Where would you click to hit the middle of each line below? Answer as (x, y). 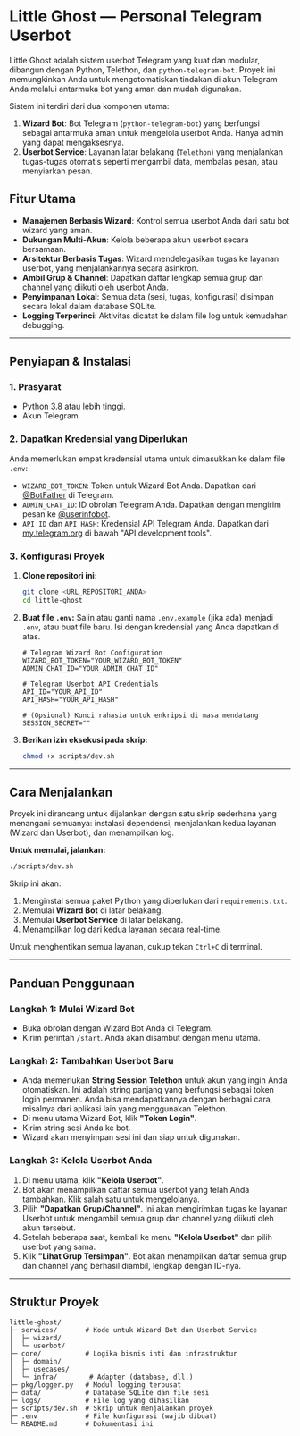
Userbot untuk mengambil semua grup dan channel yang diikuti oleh (148, 1218)
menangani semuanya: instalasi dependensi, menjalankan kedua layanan (143, 824)
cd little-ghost (52, 600)
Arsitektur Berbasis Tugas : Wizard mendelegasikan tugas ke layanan (150, 258)
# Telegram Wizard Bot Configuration (92, 653)
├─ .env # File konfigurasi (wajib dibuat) (113, 1416)
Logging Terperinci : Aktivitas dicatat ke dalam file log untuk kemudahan (155, 316)
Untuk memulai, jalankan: (58, 850)
